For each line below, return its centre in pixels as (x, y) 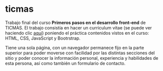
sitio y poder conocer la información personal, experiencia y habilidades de (82, 58)
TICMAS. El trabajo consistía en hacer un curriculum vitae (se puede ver (79, 27)
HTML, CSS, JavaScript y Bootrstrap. (43, 38)
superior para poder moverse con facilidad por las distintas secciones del (80, 53)
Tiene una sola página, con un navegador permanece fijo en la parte (75, 47)
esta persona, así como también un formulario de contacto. (65, 63)
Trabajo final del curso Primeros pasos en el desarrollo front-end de (75, 23)
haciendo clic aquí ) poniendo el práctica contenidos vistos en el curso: (77, 33)
